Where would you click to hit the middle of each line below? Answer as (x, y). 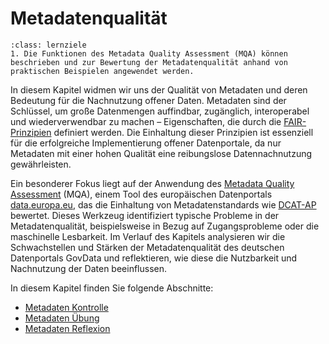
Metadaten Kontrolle (66, 307)
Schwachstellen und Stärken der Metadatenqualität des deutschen (147, 247)
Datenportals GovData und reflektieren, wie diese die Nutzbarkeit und (154, 258)
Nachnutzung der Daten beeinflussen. (88, 268)
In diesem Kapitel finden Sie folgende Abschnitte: (112, 288)
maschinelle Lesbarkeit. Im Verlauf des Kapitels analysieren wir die (148, 236)
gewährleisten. (41, 164)
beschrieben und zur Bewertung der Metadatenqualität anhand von (149, 62)
